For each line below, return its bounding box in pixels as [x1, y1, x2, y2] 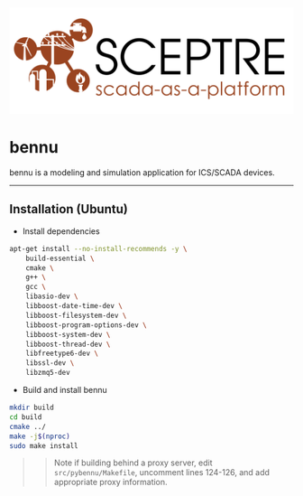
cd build [9, 412, 42, 422]
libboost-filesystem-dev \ [25, 311, 127, 320]
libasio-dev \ [25, 292, 78, 301]
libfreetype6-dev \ [25, 349, 99, 359]
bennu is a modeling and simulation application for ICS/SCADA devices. [9, 166, 275, 178]
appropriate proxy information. [53, 477, 169, 488]
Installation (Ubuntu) [9, 201, 128, 217]
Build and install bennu [22, 385, 108, 395]
